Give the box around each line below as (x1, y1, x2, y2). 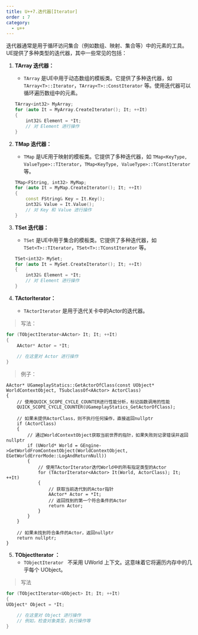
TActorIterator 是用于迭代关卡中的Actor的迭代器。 (23, 307, 148, 314)
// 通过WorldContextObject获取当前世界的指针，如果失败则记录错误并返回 (27, 433, 189, 439)
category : (6, 20, 31, 25)
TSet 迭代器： (14, 224, 49, 231)
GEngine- (80, 443, 102, 449)
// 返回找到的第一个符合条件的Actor (48, 498, 127, 504)
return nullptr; (17, 535, 57, 541)
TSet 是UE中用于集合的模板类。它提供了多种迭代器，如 (23, 236, 157, 243)
